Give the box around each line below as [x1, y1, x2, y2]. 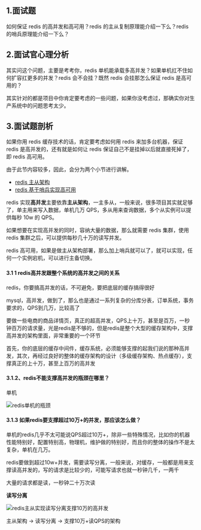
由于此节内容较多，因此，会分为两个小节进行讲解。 [6, 166, 132, 173]
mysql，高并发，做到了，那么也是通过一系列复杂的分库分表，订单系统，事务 [6, 297, 194, 304]
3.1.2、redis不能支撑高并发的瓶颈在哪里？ [6, 375, 109, 382]
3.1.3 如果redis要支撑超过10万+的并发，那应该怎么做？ [6, 417, 142, 424]
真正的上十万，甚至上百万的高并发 [11, 360, 96, 367]
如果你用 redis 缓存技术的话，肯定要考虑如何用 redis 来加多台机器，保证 [6, 138, 184, 145]
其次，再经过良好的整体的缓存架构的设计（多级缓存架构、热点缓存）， [16, 352, 187, 359]
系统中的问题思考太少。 [11, 101, 69, 109]
